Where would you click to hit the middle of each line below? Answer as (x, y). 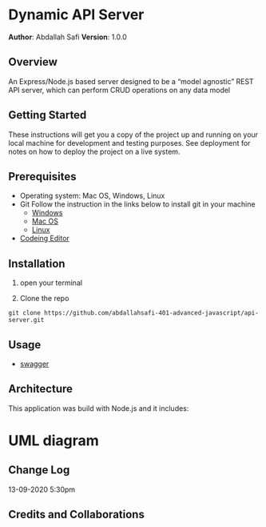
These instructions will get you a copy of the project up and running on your (133, 135)
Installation (37, 263)
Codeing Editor (44, 239)
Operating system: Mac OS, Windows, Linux (92, 196)
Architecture (41, 389)
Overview (33, 62)
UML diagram (54, 441)
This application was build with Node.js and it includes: (99, 408)
